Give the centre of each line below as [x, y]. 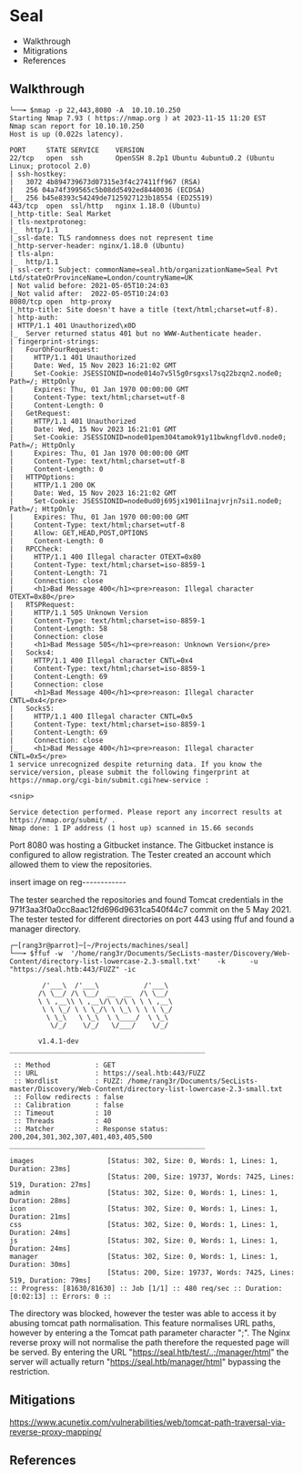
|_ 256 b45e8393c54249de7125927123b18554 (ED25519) [111, 198]
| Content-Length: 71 [58, 572]
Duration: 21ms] [40, 1216]
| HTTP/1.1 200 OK [52, 485]
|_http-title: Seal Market [61, 214]
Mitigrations [45, 50]
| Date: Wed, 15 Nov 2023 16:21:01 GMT [93, 429]
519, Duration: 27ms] [50, 1185]
